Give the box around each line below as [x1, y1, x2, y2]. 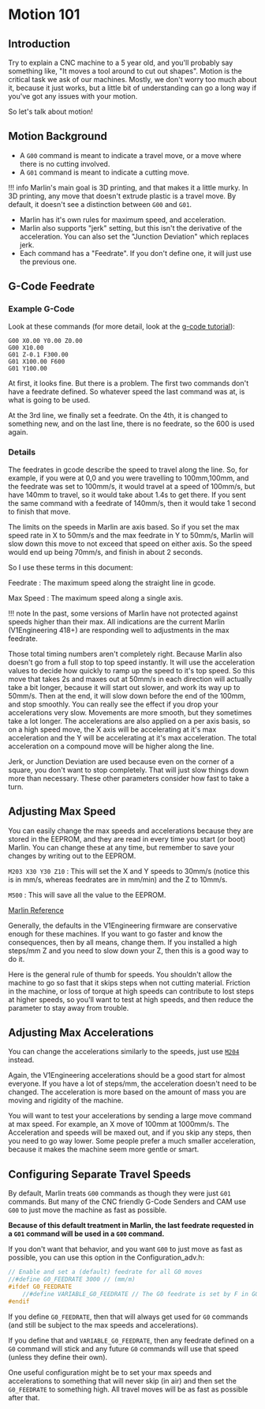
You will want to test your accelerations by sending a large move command [8, 1111, 252, 1121]
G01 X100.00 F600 [8, 357, 65, 365]
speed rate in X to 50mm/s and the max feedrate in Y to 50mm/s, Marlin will [8, 530, 254, 540]
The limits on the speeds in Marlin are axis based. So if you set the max [8, 522, 240, 531]
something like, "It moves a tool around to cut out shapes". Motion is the [8, 66, 242, 76]
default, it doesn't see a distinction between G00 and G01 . [8, 199, 192, 209]
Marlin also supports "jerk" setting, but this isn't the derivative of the [19, 223, 242, 232]
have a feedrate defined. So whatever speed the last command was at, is [8, 386, 245, 396]
